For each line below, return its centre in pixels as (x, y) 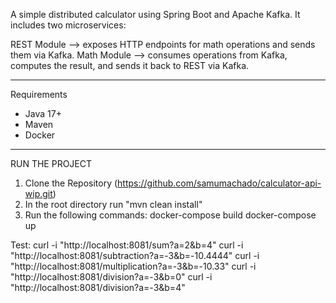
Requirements (39, 94)
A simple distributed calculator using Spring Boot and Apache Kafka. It (155, 14)
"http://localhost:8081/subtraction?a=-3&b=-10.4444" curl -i (135, 255)
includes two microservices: (68, 25)
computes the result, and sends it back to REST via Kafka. (130, 65)
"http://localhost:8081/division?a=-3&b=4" (98, 287)
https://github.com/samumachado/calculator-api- (219, 183)
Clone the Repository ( (71, 183)
